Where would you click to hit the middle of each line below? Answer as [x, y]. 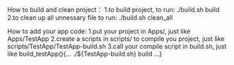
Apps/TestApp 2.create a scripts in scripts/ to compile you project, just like [116, 39]
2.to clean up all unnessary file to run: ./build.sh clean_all [90, 18]
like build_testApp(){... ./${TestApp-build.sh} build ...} [85, 54]
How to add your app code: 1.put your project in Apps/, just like [99, 31]
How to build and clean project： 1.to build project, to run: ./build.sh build [113, 10]
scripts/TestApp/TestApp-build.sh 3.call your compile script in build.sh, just [117, 46]
